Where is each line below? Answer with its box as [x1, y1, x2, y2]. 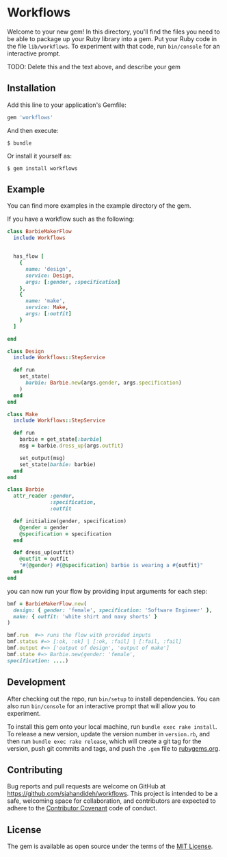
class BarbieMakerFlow [7, 228, 72, 235]
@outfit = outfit [19, 555, 69, 563]
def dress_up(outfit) [13, 549, 75, 556]
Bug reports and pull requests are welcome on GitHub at [7, 782, 166, 790]
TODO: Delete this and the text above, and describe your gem [7, 62, 181, 71]
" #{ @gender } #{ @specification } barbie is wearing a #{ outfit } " [19, 562, 204, 569]
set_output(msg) [19, 455, 66, 461]
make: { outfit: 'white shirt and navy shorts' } [13, 613, 157, 620]
